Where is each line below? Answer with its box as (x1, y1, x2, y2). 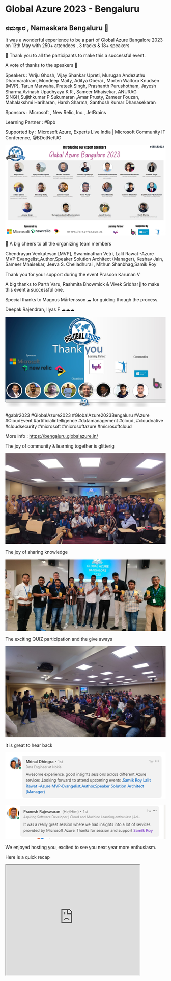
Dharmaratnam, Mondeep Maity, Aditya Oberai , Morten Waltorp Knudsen (5, 78, 159, 83)
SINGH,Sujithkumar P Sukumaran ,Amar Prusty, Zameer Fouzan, (5, 94, 140, 100)
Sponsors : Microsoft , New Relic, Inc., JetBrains (5, 109, 106, 115)
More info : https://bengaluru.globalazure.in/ (5, 433, 98, 439)
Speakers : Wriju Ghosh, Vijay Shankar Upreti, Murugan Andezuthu (5, 72, 146, 78)
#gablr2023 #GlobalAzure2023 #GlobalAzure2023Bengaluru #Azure (5, 412, 150, 418)
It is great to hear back (5, 742, 53, 748)
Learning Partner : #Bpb (5, 119, 56, 125)
